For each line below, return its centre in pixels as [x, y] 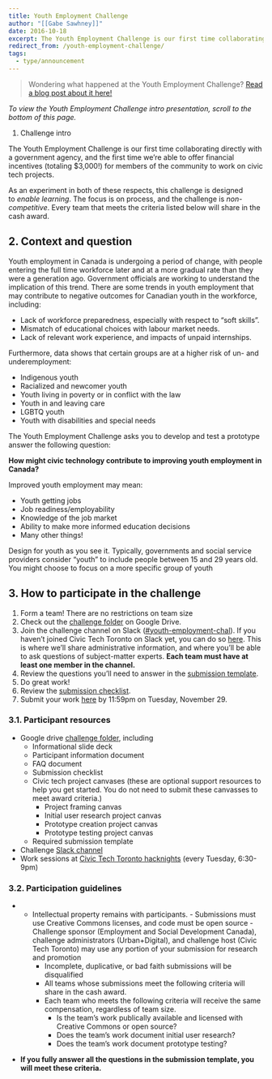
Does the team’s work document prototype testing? [142, 1044]
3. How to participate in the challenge [104, 593]
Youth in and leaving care [62, 403]
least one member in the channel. [78, 664]
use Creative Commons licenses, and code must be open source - [142, 923]
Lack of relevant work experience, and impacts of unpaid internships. [136, 337]
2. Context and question [70, 241]
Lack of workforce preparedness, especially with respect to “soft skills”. [140, 320]
